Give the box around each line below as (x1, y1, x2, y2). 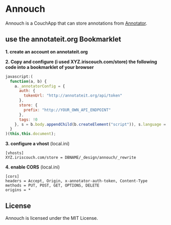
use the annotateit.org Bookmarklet (5, 35, 121, 44)
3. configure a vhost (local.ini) (5, 141, 70, 147)
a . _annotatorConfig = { (14, 83, 66, 89)
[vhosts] (5, 151, 24, 156)
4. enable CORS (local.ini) (5, 164, 60, 170)
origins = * (5, 188, 31, 193)
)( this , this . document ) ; (5, 132, 56, 137)
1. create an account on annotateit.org (5, 48, 88, 54)
